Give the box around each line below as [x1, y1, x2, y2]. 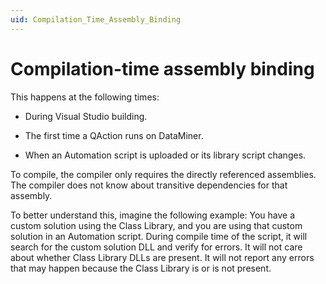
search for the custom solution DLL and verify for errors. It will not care [10, 241, 303, 253]
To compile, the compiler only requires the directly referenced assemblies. [10, 168, 317, 180]
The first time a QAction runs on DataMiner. [24, 129, 204, 141]
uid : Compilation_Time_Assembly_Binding [10, 14, 182, 25]
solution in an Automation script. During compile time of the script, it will [10, 230, 308, 242]
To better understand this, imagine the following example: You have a [10, 209, 296, 221]
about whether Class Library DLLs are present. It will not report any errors [10, 251, 315, 263]
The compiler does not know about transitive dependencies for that [10, 179, 288, 191]
